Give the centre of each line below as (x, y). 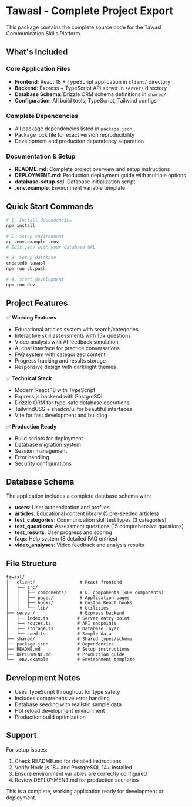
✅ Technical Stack (29, 378)
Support (21, 735)
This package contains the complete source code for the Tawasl (84, 27)
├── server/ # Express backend (65, 613)
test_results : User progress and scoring (63, 532)
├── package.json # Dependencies (60, 644)
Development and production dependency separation (79, 141)
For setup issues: (27, 749)
